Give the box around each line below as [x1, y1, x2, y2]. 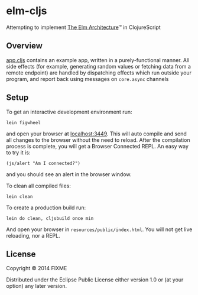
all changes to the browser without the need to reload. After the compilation [6, 136, 190, 143]
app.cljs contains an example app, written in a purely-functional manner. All [6, 56, 190, 63]
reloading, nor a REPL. [6, 232, 60, 239]
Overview [6, 41, 43, 51]
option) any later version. [6, 283, 67, 290]
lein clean [6, 193, 33, 199]
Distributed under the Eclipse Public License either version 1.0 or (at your [6, 276, 184, 283]
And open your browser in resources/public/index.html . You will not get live [6, 226, 193, 233]
